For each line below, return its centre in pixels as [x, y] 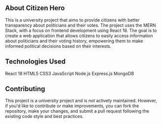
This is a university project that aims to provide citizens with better [73, 20]
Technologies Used [35, 62]
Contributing [25, 89]
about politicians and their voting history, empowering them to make [74, 41]
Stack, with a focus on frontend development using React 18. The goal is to [81, 30]
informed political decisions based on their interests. [58, 46]
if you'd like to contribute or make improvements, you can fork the [72, 106]
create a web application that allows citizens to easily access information [79, 35]
